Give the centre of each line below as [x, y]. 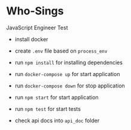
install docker [31, 39]
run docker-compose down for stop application [70, 86]
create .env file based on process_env [61, 51]
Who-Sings [35, 11]
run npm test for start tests [48, 108]
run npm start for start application [57, 97]
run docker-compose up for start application [67, 74]
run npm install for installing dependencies [68, 62]
